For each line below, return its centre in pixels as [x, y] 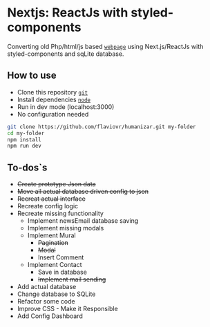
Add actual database [47, 287]
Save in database [63, 272]
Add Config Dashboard [50, 316]
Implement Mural [51, 235]
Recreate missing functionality [60, 214]
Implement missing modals [66, 228]
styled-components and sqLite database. [66, 54]
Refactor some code [46, 301]
